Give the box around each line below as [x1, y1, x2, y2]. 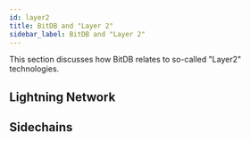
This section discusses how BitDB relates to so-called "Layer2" [9, 54, 242, 65]
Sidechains [9, 120, 73, 135]
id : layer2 [9, 12, 50, 22]
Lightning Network [9, 89, 116, 104]
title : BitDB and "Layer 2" [9, 21, 114, 30]
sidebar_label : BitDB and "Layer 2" [9, 29, 146, 38]
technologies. [9, 63, 60, 74]
